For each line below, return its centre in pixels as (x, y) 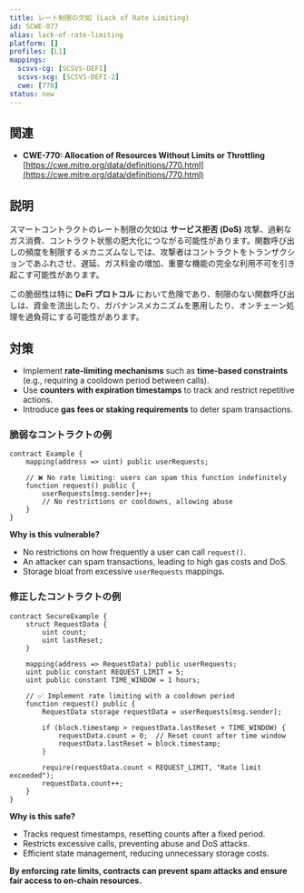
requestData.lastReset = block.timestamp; (139, 743)
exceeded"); (32, 775)
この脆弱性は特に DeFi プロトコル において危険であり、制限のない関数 (140, 294)
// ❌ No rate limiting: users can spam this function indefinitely (157, 478)
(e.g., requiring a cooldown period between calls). (116, 380)
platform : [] (34, 43)
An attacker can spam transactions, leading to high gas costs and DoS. (155, 562)
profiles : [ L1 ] (38, 52)
